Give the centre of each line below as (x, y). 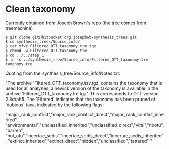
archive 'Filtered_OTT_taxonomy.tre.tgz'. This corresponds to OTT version (82, 93)
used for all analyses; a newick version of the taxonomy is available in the (82, 88)
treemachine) (19, 28)
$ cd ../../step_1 (25, 55)
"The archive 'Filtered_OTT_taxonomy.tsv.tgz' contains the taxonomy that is (84, 83)
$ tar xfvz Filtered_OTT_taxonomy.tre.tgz (51, 46)
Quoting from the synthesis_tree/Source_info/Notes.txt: (63, 73)
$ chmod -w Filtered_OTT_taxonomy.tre (46, 51)
